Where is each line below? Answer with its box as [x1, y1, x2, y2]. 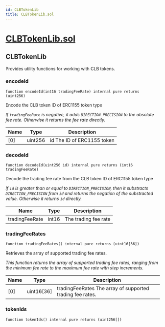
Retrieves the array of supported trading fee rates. [5, 250, 107, 256]
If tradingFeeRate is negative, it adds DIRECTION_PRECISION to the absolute [5, 111, 154, 117]
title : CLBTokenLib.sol [5, 12, 54, 17]
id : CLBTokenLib [5, 7, 39, 12]
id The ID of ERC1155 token [49, 136, 115, 143]
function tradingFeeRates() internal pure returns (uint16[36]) [5, 242, 140, 247]
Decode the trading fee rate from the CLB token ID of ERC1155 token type [5, 176, 153, 182]
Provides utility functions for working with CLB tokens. [5, 65, 116, 71]
